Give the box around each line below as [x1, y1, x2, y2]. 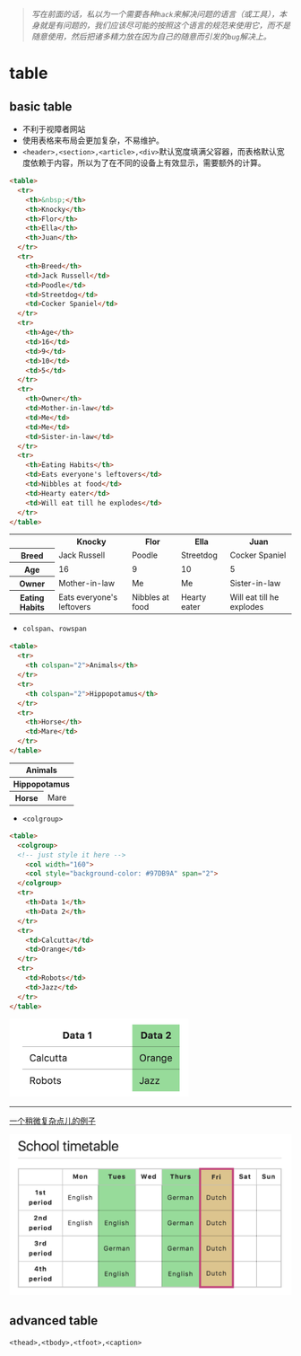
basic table [9, 99, 73, 114]
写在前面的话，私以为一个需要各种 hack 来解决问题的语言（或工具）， [30, 9, 279, 19]
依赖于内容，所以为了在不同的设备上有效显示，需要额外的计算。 [30, 157, 266, 168]
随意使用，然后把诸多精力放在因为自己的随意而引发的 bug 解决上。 [30, 31, 271, 41]
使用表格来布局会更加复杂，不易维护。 [21, 135, 164, 145]
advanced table [9, 1313, 99, 1328]
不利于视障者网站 [21, 124, 86, 134]
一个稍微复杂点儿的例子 [9, 1115, 96, 1126]
